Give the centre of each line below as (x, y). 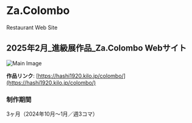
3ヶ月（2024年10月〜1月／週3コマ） (52, 114)
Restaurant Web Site (32, 27)
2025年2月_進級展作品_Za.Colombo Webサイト (97, 48)
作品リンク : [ (22, 76)
